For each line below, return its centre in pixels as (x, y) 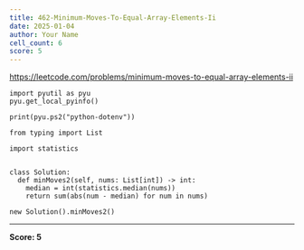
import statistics (44, 149)
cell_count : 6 (36, 43)
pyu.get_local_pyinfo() (54, 102)
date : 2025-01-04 (42, 26)
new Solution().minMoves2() (62, 212)
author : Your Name (44, 34)
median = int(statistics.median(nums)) (101, 189)
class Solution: (40, 172)
